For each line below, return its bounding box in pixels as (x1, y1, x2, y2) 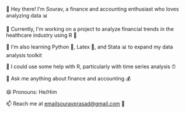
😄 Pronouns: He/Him (6, 89, 57, 96)
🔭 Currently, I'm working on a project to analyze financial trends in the (6, 26, 174, 32)
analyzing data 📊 (6, 12, 48, 19)
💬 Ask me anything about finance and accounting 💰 (6, 75, 131, 82)
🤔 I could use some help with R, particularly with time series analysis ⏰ (6, 63, 176, 70)
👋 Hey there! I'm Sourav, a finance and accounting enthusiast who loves (6, 6, 179, 12)
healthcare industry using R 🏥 (6, 32, 77, 38)
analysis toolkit (6, 52, 42, 58)
